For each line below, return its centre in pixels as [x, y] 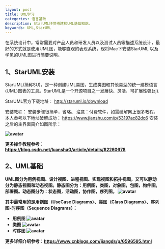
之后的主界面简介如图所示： [33, 124]
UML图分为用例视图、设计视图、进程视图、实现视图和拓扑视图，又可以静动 [81, 179]
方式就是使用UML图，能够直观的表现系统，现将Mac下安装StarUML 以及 [86, 49]
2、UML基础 [24, 166]
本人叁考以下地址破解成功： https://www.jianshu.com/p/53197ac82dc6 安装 [82, 118]
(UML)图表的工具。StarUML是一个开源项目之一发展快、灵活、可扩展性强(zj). [82, 91]
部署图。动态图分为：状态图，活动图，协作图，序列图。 [61, 191]
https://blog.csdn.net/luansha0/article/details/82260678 [66, 149]
